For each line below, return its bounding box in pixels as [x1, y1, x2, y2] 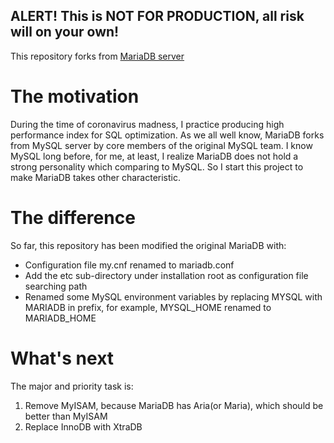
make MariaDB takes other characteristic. [10, 171, 182, 183]
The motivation [10, 85, 140, 108]
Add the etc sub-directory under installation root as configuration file [24, 269, 309, 281]
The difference [10, 206, 136, 229]
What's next [10, 347, 115, 369]
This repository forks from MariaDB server [10, 50, 185, 62]
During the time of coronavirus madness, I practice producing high [10, 118, 285, 130]
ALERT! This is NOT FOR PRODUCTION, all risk [10, 8, 305, 25]
